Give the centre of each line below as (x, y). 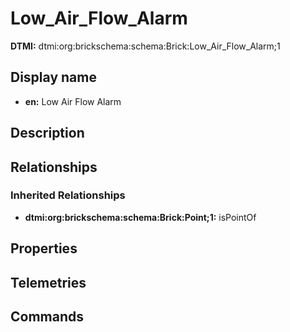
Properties (44, 248)
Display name (53, 77)
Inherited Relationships (68, 195)
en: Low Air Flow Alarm (73, 101)
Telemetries (48, 282)
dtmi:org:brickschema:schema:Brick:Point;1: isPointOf (140, 217)
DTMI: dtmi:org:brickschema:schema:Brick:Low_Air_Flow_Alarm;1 (145, 46)
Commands (47, 316)
